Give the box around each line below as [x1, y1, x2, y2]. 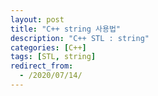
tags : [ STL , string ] [10, 52, 97, 62]
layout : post [10, 14, 65, 25]
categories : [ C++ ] [10, 42, 87, 53]
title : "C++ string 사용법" [10, 24, 122, 34]
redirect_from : [10, 61, 74, 71]
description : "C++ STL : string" [10, 33, 150, 43]
